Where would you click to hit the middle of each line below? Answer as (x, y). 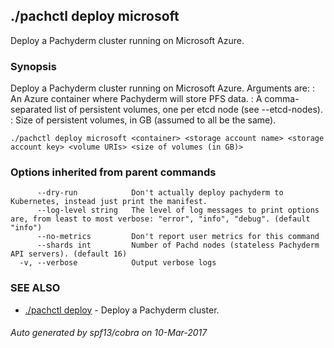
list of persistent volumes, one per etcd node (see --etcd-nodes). (188, 110)
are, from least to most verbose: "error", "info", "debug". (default (160, 219)
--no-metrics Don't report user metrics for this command (178, 237)
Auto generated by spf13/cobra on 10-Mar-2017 (109, 333)
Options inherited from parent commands (113, 172)
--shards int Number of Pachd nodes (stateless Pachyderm (178, 245)
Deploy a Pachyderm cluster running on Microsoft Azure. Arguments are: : (163, 88)
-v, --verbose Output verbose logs (118, 263)
